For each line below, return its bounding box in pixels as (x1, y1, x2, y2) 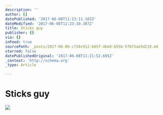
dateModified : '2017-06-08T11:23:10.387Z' (5, 21, 94, 26)
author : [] (5, 12, 28, 17)
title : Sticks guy (5, 26, 43, 31)
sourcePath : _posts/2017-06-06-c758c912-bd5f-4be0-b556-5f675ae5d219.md (5, 44, 159, 49)
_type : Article (5, 62, 37, 67)
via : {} (5, 35, 21, 40)
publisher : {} (5, 30, 35, 35)
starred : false (5, 49, 37, 54)
